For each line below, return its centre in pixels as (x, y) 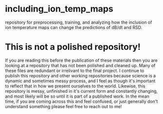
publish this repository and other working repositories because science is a (81, 75)
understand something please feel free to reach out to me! (63, 106)
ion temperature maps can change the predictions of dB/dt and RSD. (74, 27)
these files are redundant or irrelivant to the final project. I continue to (75, 71)
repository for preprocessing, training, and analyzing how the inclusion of (79, 22)
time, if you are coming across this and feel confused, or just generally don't (81, 101)
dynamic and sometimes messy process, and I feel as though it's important (80, 81)
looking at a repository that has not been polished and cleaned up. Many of (80, 65)
